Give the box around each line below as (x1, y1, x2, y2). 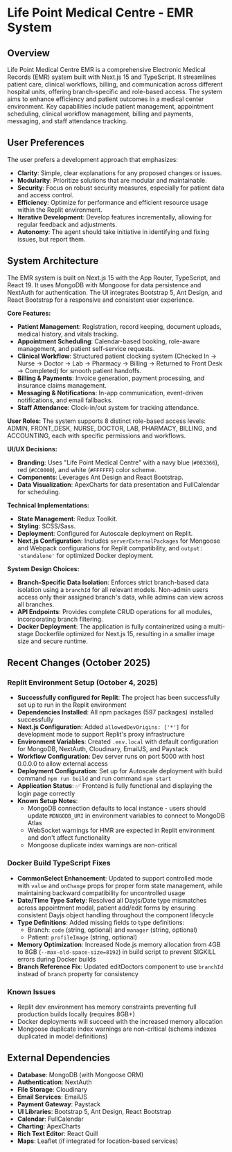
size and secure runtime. (17, 637, 89, 645)
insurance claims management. (17, 381, 107, 389)
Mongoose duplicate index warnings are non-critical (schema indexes (17, 1025, 217, 1033)
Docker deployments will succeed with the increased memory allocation (17, 1017, 223, 1025)
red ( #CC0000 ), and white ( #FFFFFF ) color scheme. (17, 465, 157, 474)
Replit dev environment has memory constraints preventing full (17, 1002, 197, 1011)
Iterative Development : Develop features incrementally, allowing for (17, 213, 212, 221)
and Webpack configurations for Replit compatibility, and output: (17, 543, 203, 552)
